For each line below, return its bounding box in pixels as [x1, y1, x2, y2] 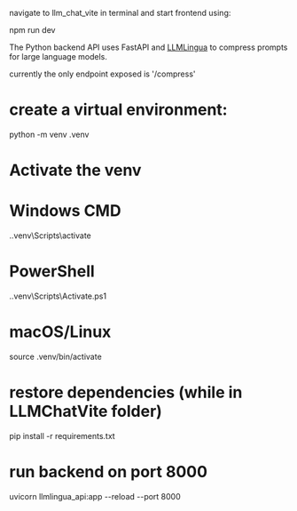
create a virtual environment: [9, 100, 228, 120]
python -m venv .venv [9, 129, 90, 140]
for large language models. [9, 52, 108, 61]
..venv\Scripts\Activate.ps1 [9, 291, 107, 301]
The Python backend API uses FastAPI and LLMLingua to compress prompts [9, 42, 288, 52]
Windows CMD [9, 201, 121, 221]
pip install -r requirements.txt [9, 430, 115, 441]
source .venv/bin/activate [9, 351, 102, 362]
